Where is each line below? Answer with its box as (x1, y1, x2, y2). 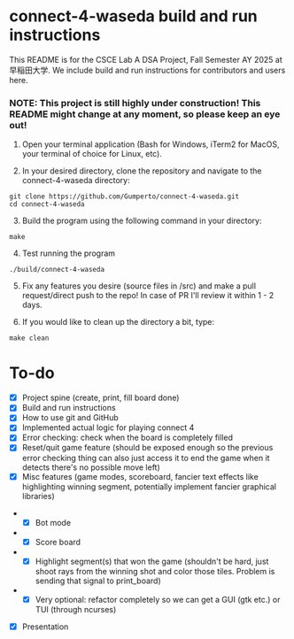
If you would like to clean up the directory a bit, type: (21, 317, 215, 327)
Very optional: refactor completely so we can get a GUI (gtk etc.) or (35, 594, 281, 604)
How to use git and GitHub (21, 412, 120, 423)
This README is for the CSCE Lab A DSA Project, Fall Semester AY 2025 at (9, 54, 283, 65)
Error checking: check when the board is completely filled (21, 432, 233, 443)
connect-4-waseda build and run (9, 6, 259, 27)
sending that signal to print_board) (35, 575, 161, 586)
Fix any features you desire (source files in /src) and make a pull (21, 281, 257, 291)
